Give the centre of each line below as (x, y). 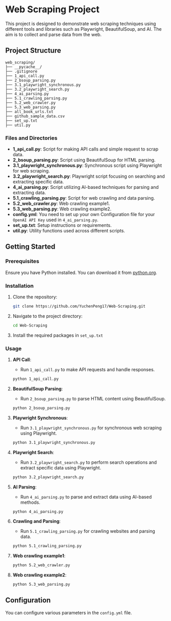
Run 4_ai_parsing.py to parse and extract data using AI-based (86, 497)
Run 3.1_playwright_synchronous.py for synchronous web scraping (91, 427)
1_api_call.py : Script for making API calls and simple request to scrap (86, 149)
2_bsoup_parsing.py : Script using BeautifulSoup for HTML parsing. (84, 160)
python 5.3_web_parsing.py (41, 585)
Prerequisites (22, 261)
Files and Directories (31, 138)
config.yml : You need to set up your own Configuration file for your (84, 215)
